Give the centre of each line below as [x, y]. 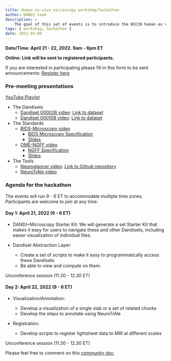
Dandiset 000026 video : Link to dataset [62, 113]
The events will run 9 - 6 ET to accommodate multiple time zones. [74, 196]
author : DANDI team [26, 15]
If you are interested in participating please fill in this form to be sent [77, 68]
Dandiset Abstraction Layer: [42, 245]
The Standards [28, 123]
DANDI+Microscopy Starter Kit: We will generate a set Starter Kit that [85, 224]
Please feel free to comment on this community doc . [60, 353]
